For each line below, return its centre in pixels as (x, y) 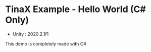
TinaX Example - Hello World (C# (76, 9)
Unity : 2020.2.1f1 (31, 34)
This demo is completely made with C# (46, 43)
